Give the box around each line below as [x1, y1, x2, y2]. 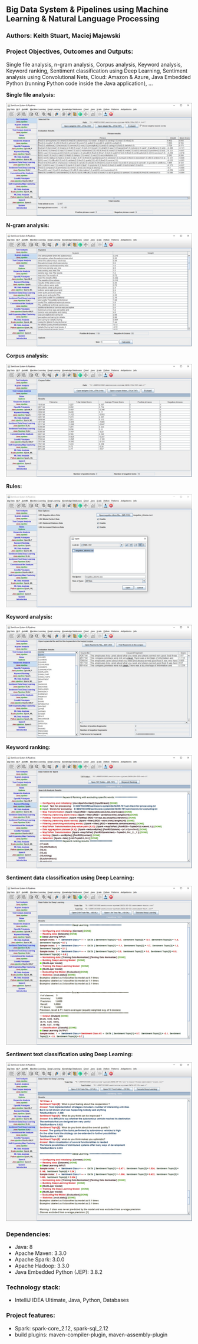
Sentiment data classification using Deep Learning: [6, 874, 134, 881]
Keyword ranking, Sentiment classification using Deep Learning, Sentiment [6, 67, 187, 74]
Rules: [6, 483, 22, 490]
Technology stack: [6, 1283, 61, 1292]
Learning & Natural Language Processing [6, 14, 160, 24]
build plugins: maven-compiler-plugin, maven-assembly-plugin [14, 1331, 168, 1338]
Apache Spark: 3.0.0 [14, 1256, 65, 1263]
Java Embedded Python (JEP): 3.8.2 [14, 1269, 103, 1276]
